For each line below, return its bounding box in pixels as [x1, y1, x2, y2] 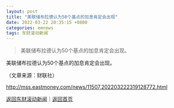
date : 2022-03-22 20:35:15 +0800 [6, 19, 88, 25]
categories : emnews [6, 25, 54, 31]
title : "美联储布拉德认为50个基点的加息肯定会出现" [6, 14, 118, 20]
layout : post [6, 8, 38, 15]
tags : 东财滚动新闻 [6, 30, 49, 36]
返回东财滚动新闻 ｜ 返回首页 [6, 96, 73, 103]
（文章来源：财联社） [6, 72, 57, 79]
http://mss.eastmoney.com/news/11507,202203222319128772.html [6, 83, 168, 90]
